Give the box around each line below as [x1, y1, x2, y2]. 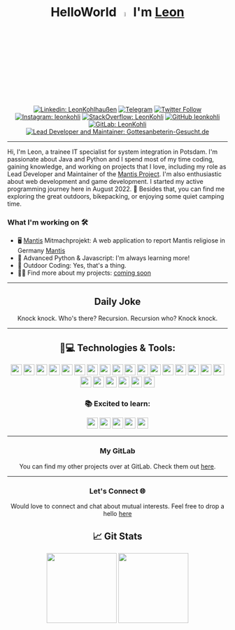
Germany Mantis [17, 246, 66, 255]
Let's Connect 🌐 [89, 486, 146, 496]
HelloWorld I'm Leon [50, 4, 185, 20]
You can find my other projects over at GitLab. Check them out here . [19, 462, 216, 471]
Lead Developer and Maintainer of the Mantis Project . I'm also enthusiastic [7, 170, 222, 178]
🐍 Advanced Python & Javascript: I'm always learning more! [17, 254, 190, 262]
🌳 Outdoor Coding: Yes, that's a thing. [17, 262, 127, 270]
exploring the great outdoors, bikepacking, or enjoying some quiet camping [7, 192, 225, 201]
